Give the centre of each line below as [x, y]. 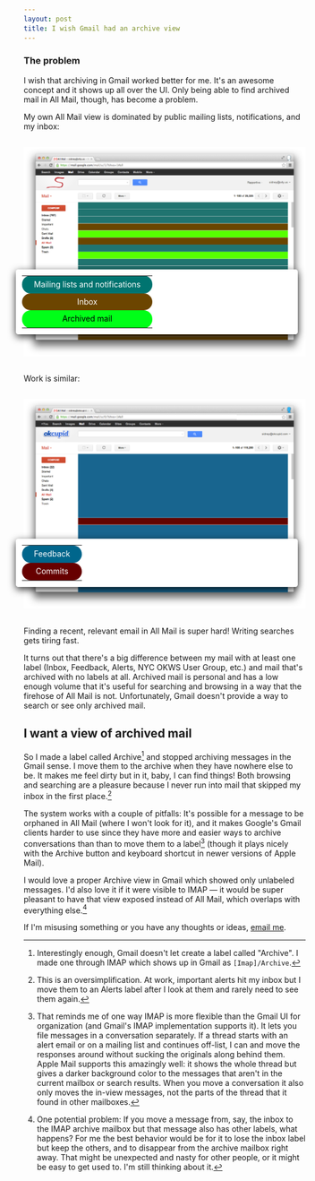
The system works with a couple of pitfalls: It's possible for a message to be [164, 814]
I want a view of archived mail [108, 733]
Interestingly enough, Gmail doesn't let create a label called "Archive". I [167, 953]
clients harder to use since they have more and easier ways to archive [153, 832]
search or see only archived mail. [85, 705]
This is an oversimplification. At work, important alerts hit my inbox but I [169, 980]
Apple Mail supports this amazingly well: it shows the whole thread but [166, 1064]
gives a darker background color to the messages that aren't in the [159, 1073]
